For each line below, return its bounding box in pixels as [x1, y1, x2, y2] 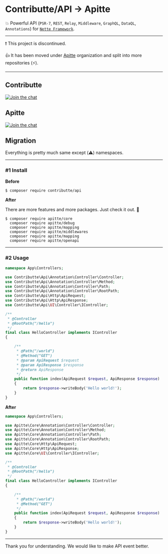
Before [5, 178, 20, 184]
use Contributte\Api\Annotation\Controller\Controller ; [5, 274, 124, 280]
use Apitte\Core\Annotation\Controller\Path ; [5, 432, 101, 437]
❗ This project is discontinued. [5, 40, 66, 46]
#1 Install [5, 167, 27, 174]
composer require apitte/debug [9, 220, 75, 226]
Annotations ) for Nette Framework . [5, 26, 75, 32]
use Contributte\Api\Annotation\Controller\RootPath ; [5, 289, 120, 294]
